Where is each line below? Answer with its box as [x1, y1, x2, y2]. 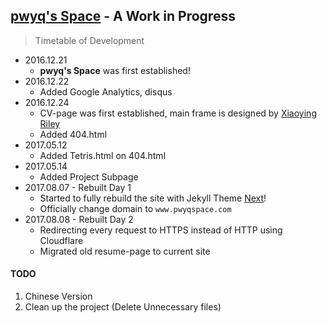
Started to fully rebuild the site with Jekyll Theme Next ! [39, 192, 267, 204]
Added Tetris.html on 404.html [39, 149, 167, 161]
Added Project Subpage [39, 170, 139, 183]
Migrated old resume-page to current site [39, 245, 211, 257]
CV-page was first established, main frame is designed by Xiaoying [39, 107, 317, 119]
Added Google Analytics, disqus [39, 85, 173, 98]
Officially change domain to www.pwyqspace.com [39, 202, 232, 214]
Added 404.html [39, 128, 108, 140]
